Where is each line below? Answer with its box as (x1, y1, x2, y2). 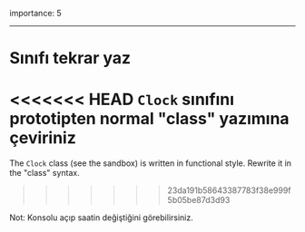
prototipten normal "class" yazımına (9, 109, 290, 130)
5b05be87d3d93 (167, 195, 231, 206)
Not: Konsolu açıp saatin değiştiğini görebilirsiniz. (9, 212, 193, 223)
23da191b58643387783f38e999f (167, 185, 292, 196)
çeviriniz (9, 128, 77, 149)
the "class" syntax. (9, 168, 80, 179)
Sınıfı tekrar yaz (9, 48, 132, 69)
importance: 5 (9, 8, 62, 18)
